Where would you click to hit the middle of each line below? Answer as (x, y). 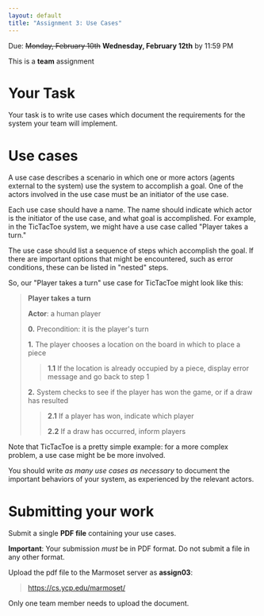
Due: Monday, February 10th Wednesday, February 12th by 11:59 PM (121, 45)
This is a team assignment (52, 61)
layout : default (35, 15)
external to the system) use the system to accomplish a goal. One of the (126, 186)
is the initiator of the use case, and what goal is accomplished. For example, (132, 219)
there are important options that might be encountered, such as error (121, 259)
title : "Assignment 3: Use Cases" (65, 23)
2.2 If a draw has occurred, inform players (117, 432)
